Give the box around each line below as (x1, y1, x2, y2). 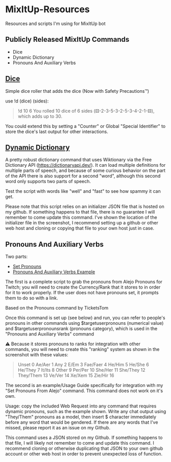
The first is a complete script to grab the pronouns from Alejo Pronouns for (5, 279, 162, 285)
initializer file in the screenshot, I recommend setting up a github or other (5, 220, 158, 226)
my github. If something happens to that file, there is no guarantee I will (5, 209, 155, 215)
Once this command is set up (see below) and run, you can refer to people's (5, 315, 165, 321)
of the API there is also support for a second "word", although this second (5, 173, 161, 179)
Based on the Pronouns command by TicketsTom (5, 305, 109, 311)
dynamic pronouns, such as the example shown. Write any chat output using (5, 408, 166, 415)
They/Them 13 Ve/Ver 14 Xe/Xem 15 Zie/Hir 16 (17, 372, 114, 378)
